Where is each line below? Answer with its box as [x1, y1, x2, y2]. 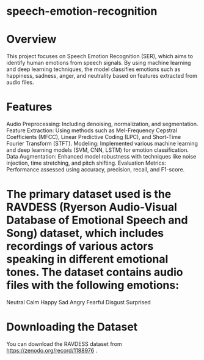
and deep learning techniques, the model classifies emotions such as [6, 66, 181, 73]
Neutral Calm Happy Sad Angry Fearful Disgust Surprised [6, 299, 151, 306]
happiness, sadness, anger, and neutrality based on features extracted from [6, 72, 197, 80]
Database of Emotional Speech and [6, 213, 188, 227]
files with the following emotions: [6, 279, 180, 292]
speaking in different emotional [6, 252, 169, 266]
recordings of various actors [6, 239, 154, 253]
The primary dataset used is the [6, 187, 172, 201]
